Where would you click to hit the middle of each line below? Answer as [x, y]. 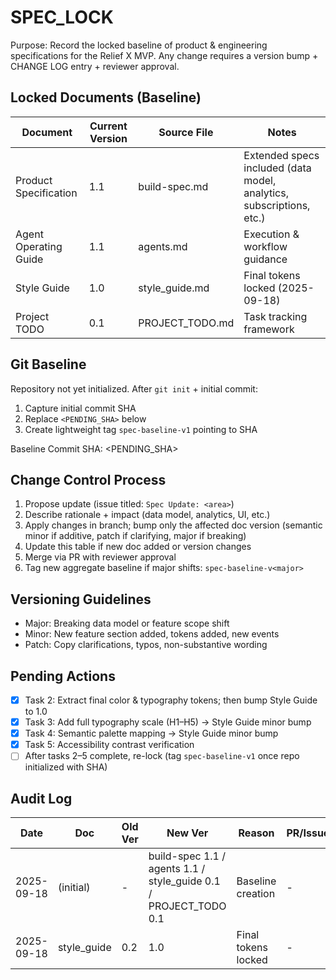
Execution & [271, 234]
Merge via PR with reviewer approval [100, 557]
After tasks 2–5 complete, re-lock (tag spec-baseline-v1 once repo [162, 756]
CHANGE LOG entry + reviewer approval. [95, 66]
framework [269, 329]
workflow [265, 246]
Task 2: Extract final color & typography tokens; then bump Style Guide [171, 700]
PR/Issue [308, 833]
